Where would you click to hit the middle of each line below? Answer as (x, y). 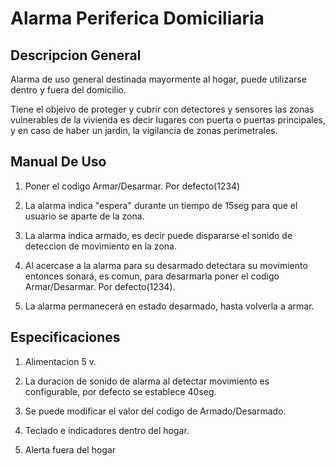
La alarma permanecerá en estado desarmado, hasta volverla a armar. (169, 306)
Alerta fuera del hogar (70, 449)
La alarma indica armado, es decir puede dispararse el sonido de (158, 235)
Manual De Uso (58, 162)
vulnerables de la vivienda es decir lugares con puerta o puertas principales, (168, 120)
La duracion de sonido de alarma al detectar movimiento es (147, 381)
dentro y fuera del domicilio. (68, 90)
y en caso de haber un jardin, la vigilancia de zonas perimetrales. (144, 130)
